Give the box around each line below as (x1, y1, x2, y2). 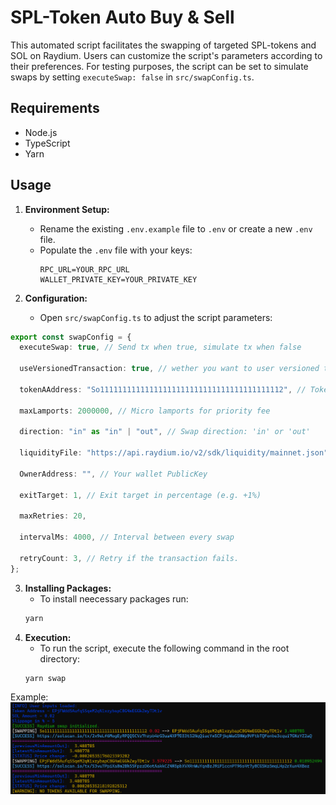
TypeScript (24, 137, 71, 149)
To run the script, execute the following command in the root (39, 642, 290, 654)
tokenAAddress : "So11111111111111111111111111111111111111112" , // (19, 384, 307, 395)
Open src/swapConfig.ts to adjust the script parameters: (39, 311, 273, 323)
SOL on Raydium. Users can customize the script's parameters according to (10, 49, 323, 61)
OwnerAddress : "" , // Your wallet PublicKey (19, 469, 208, 479)
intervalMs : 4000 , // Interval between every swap (19, 532, 235, 543)
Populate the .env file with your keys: (39, 244, 193, 256)
